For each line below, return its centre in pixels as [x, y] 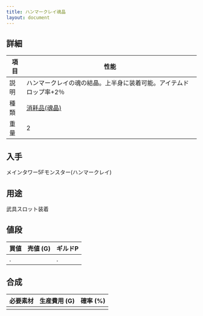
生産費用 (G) [57, 301]
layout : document [28, 18]
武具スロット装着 [27, 209]
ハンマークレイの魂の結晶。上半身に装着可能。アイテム [105, 83]
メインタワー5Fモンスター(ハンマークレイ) [59, 172]
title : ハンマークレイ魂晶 [36, 12]
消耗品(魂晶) [44, 108]
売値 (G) [39, 248]
